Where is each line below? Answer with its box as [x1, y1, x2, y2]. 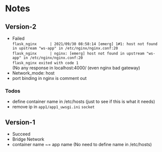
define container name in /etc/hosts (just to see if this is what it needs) [12, 99, 156, 104]
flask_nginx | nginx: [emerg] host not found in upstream [12, 51, 145, 56]
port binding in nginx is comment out [12, 76, 87, 81]
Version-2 [5, 23, 37, 31]
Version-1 [5, 118, 35, 127]
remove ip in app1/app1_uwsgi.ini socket [12, 104, 95, 110]
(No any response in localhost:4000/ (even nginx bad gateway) [12, 65, 140, 71]
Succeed [12, 131, 30, 137]
